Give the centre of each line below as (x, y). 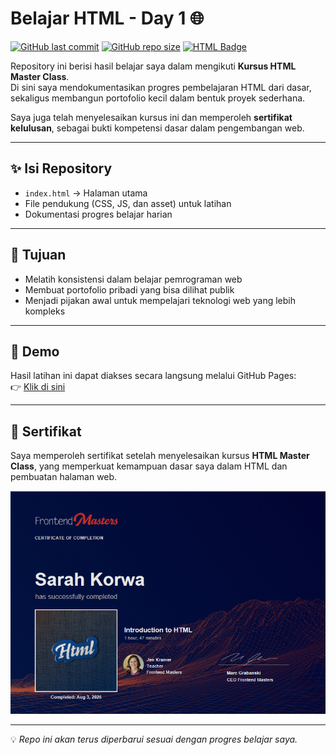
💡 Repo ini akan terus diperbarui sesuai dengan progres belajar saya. (154, 739)
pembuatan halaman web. (64, 477)
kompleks (45, 311)
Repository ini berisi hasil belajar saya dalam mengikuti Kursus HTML (153, 66)
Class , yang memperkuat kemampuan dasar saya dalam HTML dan (149, 466)
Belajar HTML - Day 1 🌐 (107, 18)
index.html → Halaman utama (86, 193)
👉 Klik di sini (38, 387)
